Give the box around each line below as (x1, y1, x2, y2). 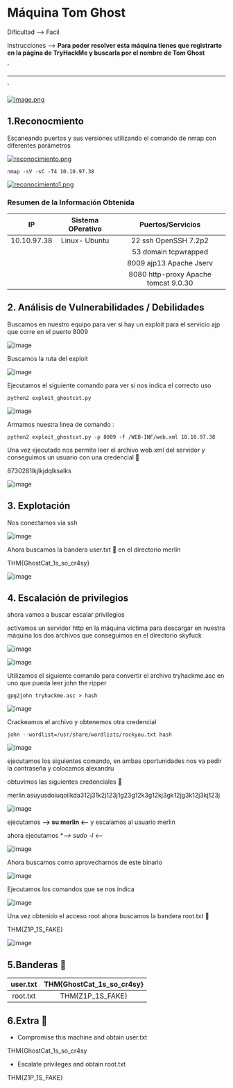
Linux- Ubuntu (61, 236, 110, 245)
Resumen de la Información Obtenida (7, 198, 135, 207)
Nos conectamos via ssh (7, 518, 78, 527)
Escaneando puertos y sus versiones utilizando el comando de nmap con (7, 134, 217, 142)
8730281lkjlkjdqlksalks (7, 466, 71, 475)
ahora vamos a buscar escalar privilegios (7, 611, 125, 619)
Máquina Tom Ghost (7, 5, 126, 21)
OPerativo (68, 224, 102, 234)
